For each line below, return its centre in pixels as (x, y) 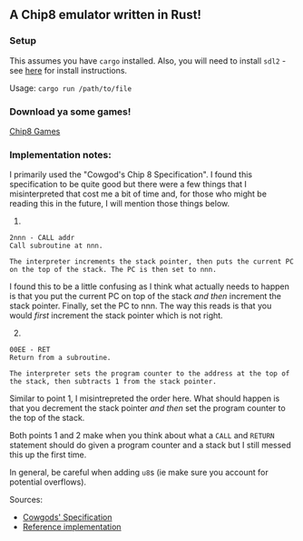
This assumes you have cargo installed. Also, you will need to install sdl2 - (148, 60)
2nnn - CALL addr (42, 238)
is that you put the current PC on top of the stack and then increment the (145, 296)
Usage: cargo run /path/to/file (71, 88)
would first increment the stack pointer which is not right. (117, 316)
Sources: (26, 500)
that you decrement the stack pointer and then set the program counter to (147, 408)
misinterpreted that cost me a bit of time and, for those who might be (138, 194)
